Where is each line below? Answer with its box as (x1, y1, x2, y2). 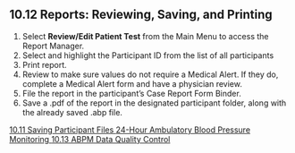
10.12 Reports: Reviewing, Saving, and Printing (9, 7, 273, 22)
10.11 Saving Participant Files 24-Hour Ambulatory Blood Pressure (9, 124, 251, 135)
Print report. (21, 59, 67, 70)
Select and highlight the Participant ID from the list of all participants (21, 49, 274, 61)
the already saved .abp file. (21, 106, 123, 117)
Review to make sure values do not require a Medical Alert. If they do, (21, 69, 279, 80)
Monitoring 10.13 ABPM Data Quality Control (9, 133, 171, 144)
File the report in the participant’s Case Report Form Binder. (21, 88, 241, 98)
